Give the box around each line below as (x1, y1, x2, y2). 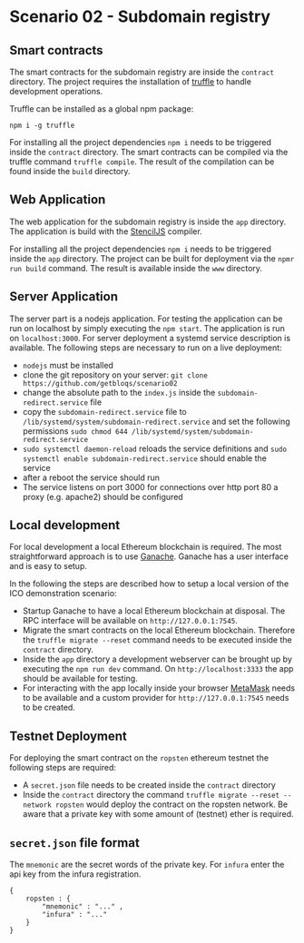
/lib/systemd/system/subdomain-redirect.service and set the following (22, 416, 290, 427)
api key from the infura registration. (9, 869, 142, 879)
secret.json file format (9, 835, 141, 850)
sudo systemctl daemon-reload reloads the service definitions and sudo (22, 443, 288, 454)
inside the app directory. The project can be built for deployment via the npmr (9, 252, 295, 264)
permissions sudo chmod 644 (22, 425, 129, 437)
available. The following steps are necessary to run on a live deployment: (9, 342, 283, 353)
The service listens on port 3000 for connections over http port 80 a (22, 481, 279, 492)
